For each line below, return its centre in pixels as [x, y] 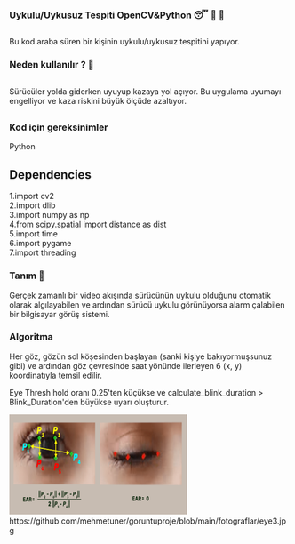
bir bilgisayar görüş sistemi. [60, 314]
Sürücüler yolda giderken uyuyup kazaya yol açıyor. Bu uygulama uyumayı [145, 91]
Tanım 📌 [27, 276]
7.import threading [43, 252]
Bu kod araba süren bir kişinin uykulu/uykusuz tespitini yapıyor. [124, 42]
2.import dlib [32, 205]
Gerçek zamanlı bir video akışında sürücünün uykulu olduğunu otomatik [140, 295]
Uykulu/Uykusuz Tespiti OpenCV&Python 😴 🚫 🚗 [117, 15]
